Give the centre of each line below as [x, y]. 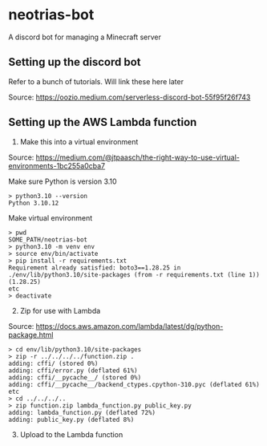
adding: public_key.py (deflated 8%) [71, 420]
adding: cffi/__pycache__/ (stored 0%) [75, 377]
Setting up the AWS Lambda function [103, 122]
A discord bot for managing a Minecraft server [85, 37]
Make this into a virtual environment [79, 141]
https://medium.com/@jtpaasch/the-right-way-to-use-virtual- [138, 157]
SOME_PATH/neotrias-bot [48, 239]
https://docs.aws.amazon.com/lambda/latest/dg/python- [129, 326]
